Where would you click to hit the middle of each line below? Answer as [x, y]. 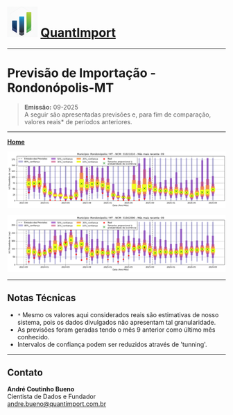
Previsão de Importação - [81, 73]
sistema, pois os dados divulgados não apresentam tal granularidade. [116, 322]
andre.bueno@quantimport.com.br [57, 404]
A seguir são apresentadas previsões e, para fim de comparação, [118, 115]
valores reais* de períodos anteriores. [78, 121]
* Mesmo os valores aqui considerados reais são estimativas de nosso [118, 314]
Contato [25, 372]
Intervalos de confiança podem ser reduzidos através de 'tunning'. [112, 344]
